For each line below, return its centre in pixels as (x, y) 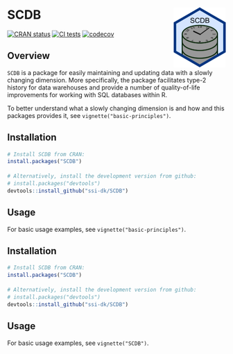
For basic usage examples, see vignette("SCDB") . (78, 343)
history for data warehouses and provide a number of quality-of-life (104, 87)
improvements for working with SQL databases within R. (87, 94)
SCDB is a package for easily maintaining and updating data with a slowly (110, 72)
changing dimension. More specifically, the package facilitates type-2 (107, 80)
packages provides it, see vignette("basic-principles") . (89, 115)
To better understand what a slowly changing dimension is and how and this (116, 108)
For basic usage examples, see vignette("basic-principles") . (97, 229)
